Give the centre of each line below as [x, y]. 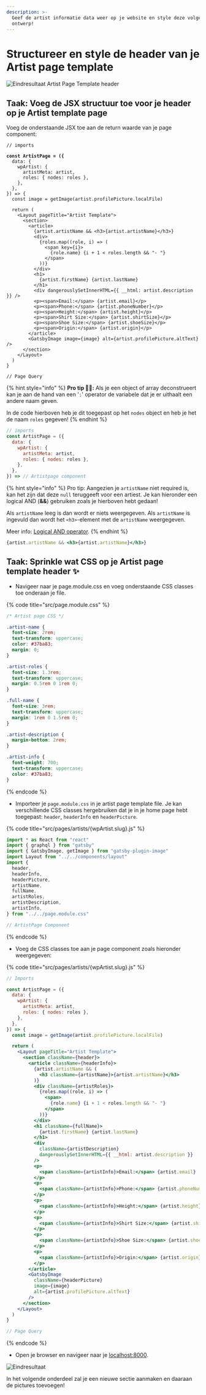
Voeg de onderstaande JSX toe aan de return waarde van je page [89, 128]
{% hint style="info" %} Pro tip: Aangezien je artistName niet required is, [98, 488]
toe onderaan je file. [40, 593]
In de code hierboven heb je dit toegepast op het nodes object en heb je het [101, 413]
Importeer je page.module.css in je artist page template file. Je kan [98, 803]
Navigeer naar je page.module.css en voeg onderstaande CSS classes [104, 586]
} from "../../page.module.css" [48, 914]
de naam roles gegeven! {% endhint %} [57, 420]
